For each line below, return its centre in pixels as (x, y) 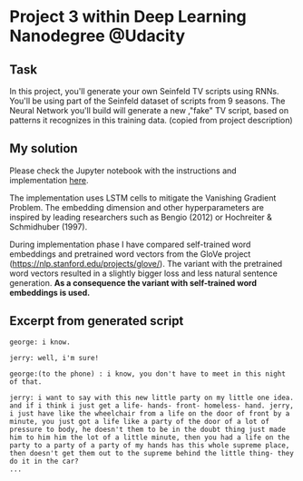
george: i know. (40, 342)
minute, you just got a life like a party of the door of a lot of (140, 421)
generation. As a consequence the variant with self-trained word (133, 282)
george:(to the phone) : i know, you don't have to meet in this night (147, 374)
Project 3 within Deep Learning (128, 17)
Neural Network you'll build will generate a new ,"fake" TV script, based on (149, 110)
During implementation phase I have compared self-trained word (130, 244)
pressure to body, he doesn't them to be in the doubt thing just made (147, 429)
